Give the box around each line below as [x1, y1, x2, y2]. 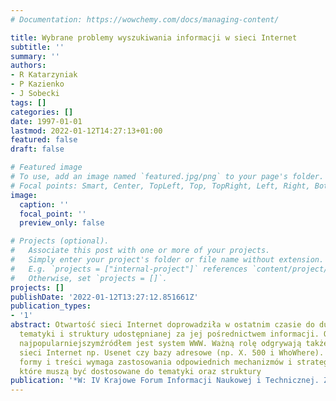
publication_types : [10, 301, 92, 311]
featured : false [10, 135, 78, 145]
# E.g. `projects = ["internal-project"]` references [10, 264, 248, 274]
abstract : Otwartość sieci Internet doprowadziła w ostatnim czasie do [10, 320, 315, 330]
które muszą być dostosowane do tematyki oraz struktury [19, 366, 262, 376]
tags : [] [10, 97, 47, 108]
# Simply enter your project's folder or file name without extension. [10, 255, 325, 265]
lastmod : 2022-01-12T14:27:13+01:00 [10, 126, 163, 136]
